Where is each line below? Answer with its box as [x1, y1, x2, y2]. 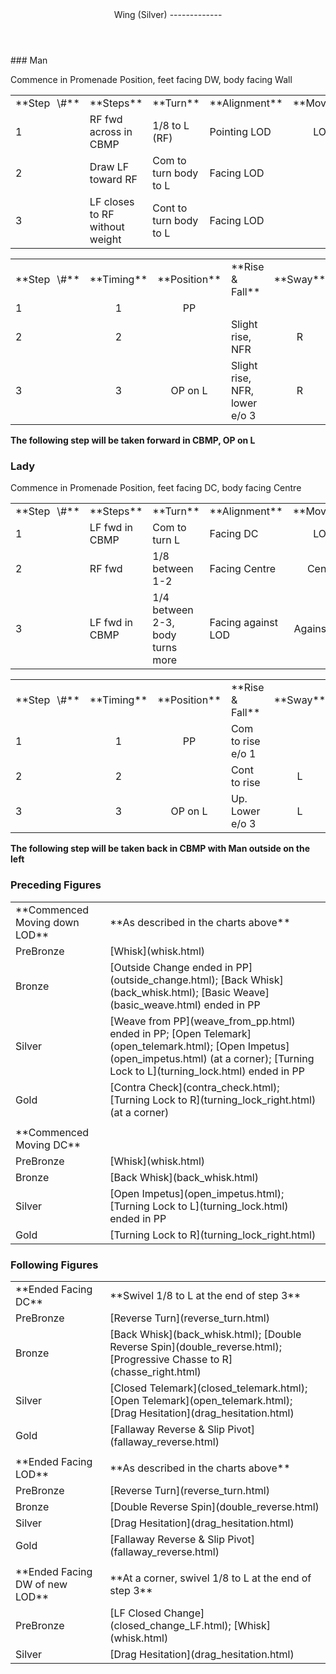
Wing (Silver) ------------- [113, 9, 223, 20]
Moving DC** [15, 1138, 82, 1152]
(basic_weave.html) [109, 998, 202, 1012]
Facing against [209, 616, 278, 630]
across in [89, 125, 133, 138]
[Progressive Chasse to [109, 1352, 220, 1366]
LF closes [89, 195, 135, 208]
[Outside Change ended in [109, 960, 234, 974]
